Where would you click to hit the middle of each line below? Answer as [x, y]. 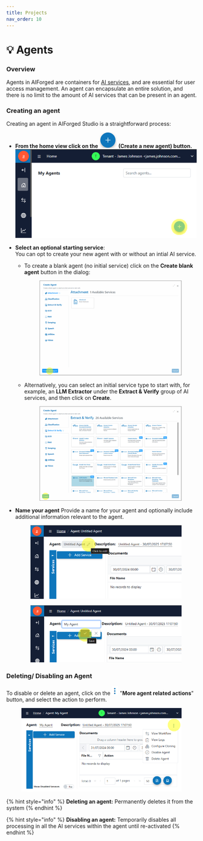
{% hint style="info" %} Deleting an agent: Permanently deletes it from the [100, 802]
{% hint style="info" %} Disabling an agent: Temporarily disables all [91, 820]
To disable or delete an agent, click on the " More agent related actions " [100, 693]
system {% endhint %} [34, 808]
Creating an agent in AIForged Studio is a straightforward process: [89, 124]
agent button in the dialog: [57, 272]
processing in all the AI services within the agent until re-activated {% [93, 826]
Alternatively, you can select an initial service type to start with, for [107, 385]
